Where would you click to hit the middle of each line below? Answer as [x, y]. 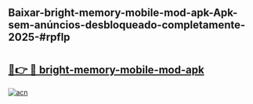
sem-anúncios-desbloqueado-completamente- [127, 25]
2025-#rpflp [39, 37]
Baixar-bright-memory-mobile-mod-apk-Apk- [123, 13]
